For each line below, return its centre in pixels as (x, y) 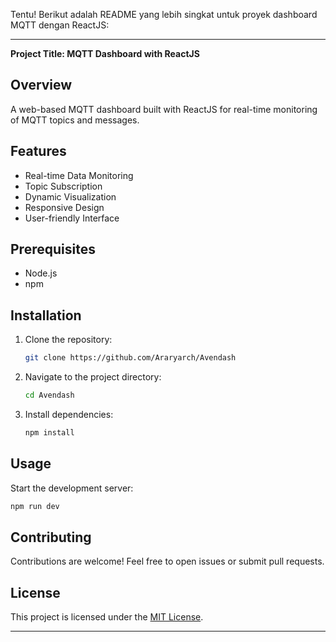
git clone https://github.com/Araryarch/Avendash (130, 358)
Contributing (51, 537)
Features (38, 151)
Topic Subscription (63, 186)
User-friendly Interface (72, 218)
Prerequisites (53, 249)
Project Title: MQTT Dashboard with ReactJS (105, 53)
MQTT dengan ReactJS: (60, 25)
